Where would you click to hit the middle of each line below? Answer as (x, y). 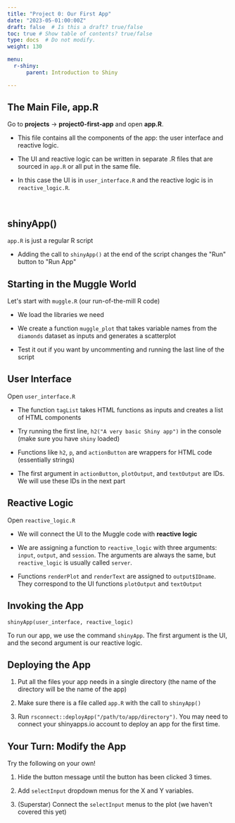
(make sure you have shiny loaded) (69, 438)
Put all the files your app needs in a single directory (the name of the (117, 682)
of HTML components (49, 417)
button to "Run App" (47, 262)
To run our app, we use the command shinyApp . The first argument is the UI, (117, 635)
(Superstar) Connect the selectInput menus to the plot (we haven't (115, 805)
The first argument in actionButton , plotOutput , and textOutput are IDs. (121, 473)
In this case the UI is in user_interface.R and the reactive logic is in (115, 180)
